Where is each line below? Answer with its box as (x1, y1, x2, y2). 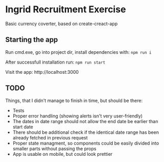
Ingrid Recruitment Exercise (5, 4, 126, 15)
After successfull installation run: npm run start (5, 59, 106, 65)
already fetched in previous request (12, 134, 88, 140)
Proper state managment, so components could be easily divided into (12, 140, 159, 146)
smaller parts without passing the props (12, 145, 97, 152)
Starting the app (5, 35, 58, 44)
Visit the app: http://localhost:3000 (5, 69, 79, 75)
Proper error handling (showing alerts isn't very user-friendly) (12, 113, 143, 119)
